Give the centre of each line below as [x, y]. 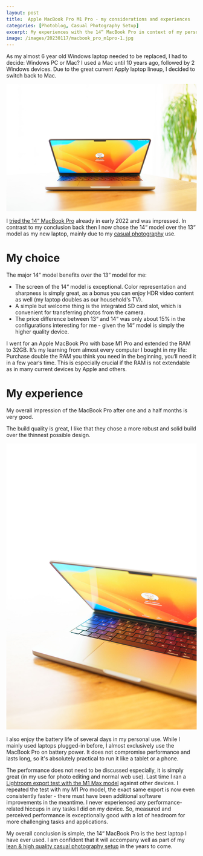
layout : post [23, 13]
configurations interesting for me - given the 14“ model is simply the [99, 325]
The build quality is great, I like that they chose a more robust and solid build [101, 428]
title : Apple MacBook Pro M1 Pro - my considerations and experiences [98, 19]
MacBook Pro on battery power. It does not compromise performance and [98, 752]
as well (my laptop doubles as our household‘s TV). [79, 299]
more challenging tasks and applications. [57, 822]
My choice [33, 258]
